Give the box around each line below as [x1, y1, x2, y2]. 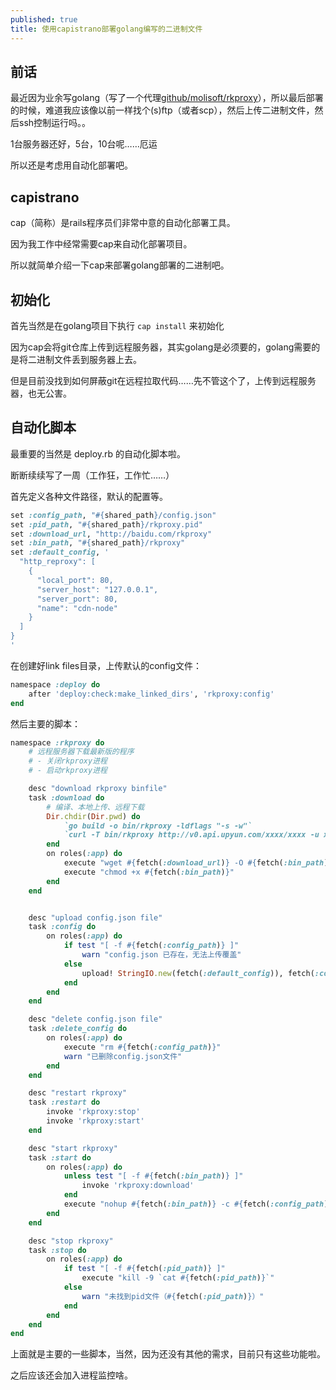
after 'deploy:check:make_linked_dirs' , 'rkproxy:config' [28, 689, 275, 699]
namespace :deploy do [10, 679, 101, 690]
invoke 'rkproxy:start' [46, 1116, 145, 1126]
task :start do [28, 1152, 92, 1163]
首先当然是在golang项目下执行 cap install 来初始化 [10, 319, 225, 331]
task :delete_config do [28, 1024, 128, 1034]
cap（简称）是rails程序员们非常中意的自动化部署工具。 [10, 217, 236, 229]
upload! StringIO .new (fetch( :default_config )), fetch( [81, 968, 315, 978]
